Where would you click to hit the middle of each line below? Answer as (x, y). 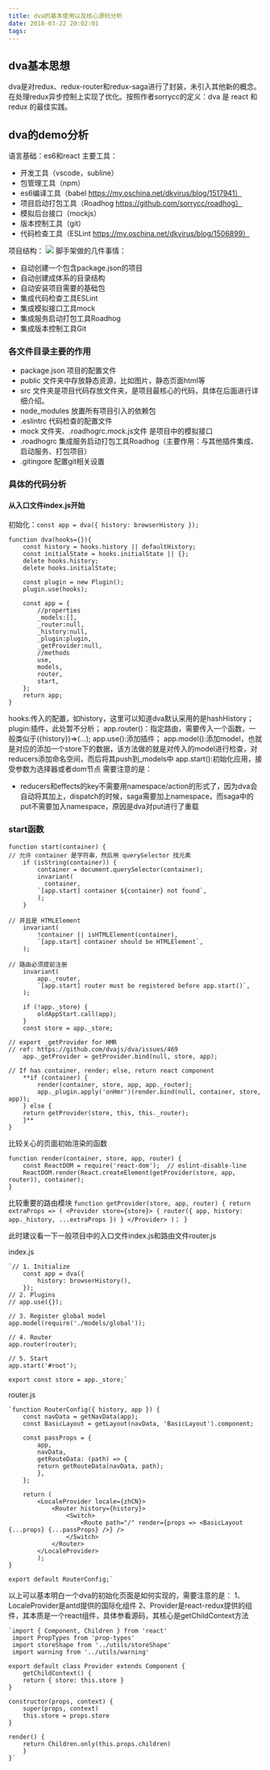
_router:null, (61, 625)
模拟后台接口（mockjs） (60, 213)
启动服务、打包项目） (55, 451)
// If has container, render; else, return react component (112, 1070)
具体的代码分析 (37, 484)
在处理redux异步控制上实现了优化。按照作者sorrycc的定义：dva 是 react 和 (133, 97)
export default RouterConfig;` (61, 1579)
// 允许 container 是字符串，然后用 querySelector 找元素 (100, 855)
